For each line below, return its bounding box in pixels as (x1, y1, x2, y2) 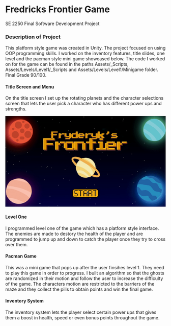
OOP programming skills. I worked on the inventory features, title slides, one (5, 50, 165, 57)
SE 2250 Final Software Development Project (5, 20, 100, 27)
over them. (5, 241, 28, 247)
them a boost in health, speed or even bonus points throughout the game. (5, 314, 160, 320)
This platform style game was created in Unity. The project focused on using (5, 45, 166, 51)
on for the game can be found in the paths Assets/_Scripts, (5, 61, 129, 67)
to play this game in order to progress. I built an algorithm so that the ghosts (5, 270, 164, 276)
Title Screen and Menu (5, 83, 54, 90)
